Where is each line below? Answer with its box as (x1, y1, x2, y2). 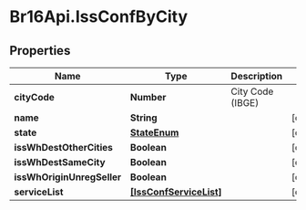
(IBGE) (230, 97, 260, 109)
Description (230, 70, 283, 82)
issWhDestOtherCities (14, 142, 114, 153)
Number (130, 91, 167, 103)
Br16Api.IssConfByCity (9, 6, 189, 27)
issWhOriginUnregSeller (14, 171, 122, 184)
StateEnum (130, 126, 179, 139)
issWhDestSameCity (14, 156, 107, 168)
